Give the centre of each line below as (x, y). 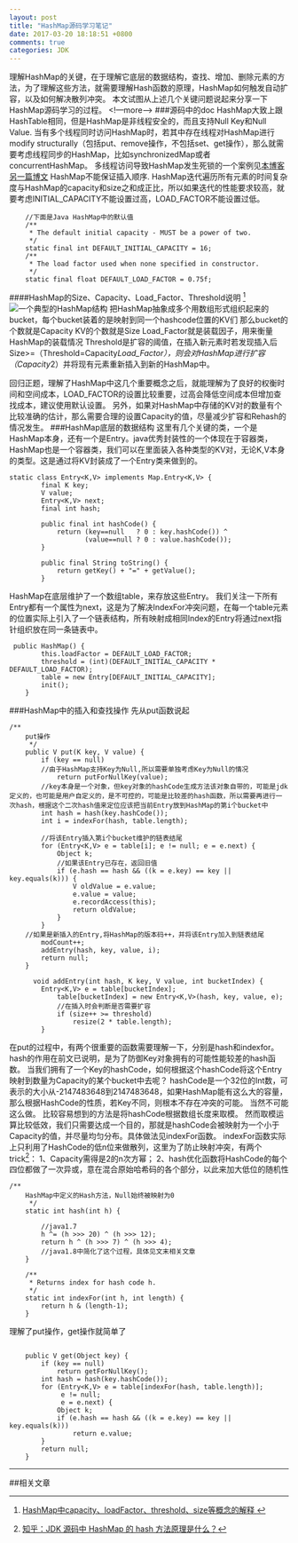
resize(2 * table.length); (122, 1022)
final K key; (65, 485)
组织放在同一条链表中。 (59, 629)
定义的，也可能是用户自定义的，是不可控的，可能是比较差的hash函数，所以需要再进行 (143, 795)
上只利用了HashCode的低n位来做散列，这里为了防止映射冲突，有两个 (136, 1147)
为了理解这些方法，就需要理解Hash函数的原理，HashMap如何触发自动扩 (156, 88)
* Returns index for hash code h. (93, 1283)
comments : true (37, 42)
